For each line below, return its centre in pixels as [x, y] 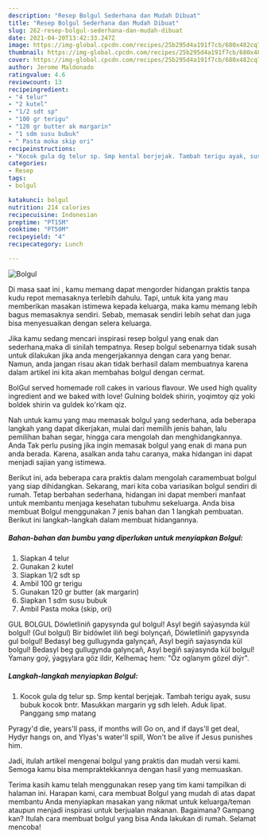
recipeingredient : [39, 89]
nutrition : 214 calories [49, 208]
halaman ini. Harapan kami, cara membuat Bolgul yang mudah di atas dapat [132, 793]
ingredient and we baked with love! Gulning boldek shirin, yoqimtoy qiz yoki [132, 396]
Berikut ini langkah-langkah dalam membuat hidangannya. [103, 520]
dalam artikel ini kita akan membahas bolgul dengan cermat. [106, 372]
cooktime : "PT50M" [39, 230]
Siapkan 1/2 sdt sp [50, 575]
